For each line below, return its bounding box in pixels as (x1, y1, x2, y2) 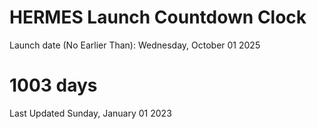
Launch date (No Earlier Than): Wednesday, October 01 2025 (9, 39, 261, 51)
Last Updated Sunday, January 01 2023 (9, 107, 172, 119)
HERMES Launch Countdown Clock (9, 6, 307, 29)
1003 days (9, 74, 98, 97)
